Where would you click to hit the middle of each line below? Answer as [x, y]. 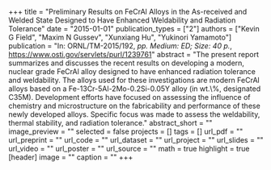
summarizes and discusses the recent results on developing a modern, [127, 63]
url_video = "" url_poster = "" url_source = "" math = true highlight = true [129, 149]
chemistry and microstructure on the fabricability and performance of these [134, 106]
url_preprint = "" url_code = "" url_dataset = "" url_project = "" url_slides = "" [136, 140]
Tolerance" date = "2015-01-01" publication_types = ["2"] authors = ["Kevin [134, 29]
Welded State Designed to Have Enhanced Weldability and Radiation [122, 20]
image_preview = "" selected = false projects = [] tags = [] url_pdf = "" [126, 131]
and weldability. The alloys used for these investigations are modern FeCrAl [134, 80]
